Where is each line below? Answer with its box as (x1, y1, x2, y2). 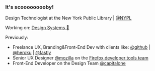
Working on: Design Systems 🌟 (5, 25, 69, 31)
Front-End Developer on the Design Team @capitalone (12, 60, 126, 66)
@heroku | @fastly (12, 49, 51, 56)
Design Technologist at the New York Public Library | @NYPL (5, 15, 132, 21)
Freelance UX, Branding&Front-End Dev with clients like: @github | (12, 44, 150, 50)
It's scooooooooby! (5, 4, 54, 11)
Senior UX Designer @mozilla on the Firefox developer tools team (12, 55, 148, 61)
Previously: (5, 34, 29, 41)
